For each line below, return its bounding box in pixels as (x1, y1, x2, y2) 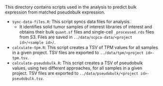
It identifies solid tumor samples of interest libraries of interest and (19, 24, 152, 30)
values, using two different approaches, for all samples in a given (12, 65, 142, 71)
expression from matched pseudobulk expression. (5, 9, 105, 15)
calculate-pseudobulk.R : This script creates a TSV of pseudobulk (12, 60, 143, 66)
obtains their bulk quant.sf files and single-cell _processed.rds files (19, 29, 154, 34)
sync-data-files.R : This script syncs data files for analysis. (12, 19, 131, 24)
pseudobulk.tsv (12, 76, 43, 81)
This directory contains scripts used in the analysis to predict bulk (5, 4, 137, 10)
